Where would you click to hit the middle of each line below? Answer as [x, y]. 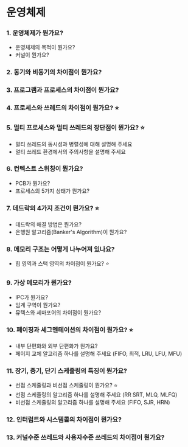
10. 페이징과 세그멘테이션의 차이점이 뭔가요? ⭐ [70, 330]
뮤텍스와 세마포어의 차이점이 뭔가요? [58, 312]
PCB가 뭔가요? [33, 183]
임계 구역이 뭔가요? [38, 305]
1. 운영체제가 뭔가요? [35, 33]
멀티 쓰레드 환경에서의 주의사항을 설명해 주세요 [70, 151]
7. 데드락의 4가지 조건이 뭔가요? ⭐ [53, 208]
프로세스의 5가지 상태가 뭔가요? [52, 191]
